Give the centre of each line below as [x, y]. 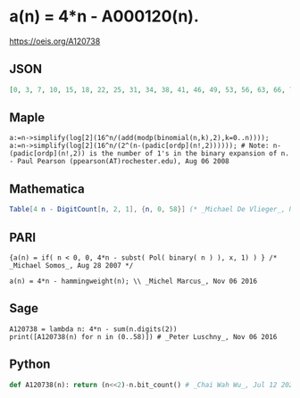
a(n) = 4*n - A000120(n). [104, 17]
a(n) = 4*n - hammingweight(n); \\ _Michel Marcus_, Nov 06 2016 [133, 281]
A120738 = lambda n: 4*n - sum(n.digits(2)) [93, 329]
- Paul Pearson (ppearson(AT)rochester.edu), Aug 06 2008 [119, 162]
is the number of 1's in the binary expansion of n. [189, 153]
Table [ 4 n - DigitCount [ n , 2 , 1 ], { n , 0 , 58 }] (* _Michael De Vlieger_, [147, 210]
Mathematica [47, 189]
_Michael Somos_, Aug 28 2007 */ [71, 265]
